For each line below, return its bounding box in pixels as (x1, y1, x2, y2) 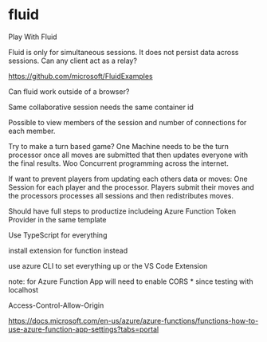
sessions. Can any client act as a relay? (8, 56, 138, 65)
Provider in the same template (8, 214, 107, 224)
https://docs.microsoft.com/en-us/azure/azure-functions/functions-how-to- (8, 316, 259, 325)
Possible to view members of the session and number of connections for (8, 117, 247, 127)
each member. (8, 126, 56, 136)
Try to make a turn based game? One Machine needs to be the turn (8, 141, 230, 151)
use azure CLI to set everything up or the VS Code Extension (8, 261, 208, 270)
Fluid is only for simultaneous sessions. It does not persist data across (8, 47, 239, 57)
